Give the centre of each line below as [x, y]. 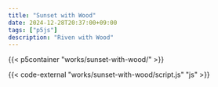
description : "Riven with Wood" [61, 37]
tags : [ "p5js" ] [33, 30]
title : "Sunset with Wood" [52, 15]
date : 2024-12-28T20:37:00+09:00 [63, 23]
